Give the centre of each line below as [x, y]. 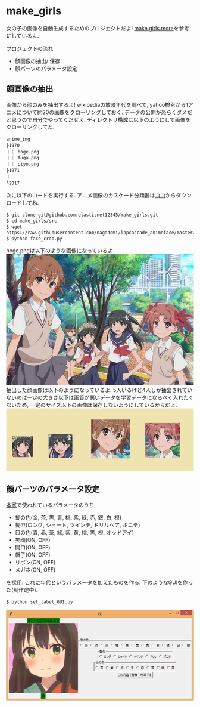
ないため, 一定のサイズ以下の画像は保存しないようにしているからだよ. [92, 405]
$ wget [14, 227]
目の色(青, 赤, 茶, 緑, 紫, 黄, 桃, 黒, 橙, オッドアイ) [74, 532]
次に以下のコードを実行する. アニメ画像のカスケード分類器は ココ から [91, 195]
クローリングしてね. [30, 127]
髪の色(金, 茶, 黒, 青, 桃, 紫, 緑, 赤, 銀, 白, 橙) [68, 517]
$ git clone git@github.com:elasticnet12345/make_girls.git [82, 215]
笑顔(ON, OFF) [32, 540]
